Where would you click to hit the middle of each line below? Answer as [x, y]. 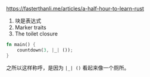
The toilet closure [36, 34]
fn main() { [21, 44]
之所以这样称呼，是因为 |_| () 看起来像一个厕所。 [68, 68]
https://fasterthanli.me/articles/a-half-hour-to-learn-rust [75, 9]
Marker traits [30, 27]
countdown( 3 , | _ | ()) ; [45, 50]
